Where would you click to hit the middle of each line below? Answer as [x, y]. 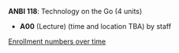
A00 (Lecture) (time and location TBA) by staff [95, 26]
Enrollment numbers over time [57, 41]
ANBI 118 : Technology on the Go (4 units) [75, 11]
